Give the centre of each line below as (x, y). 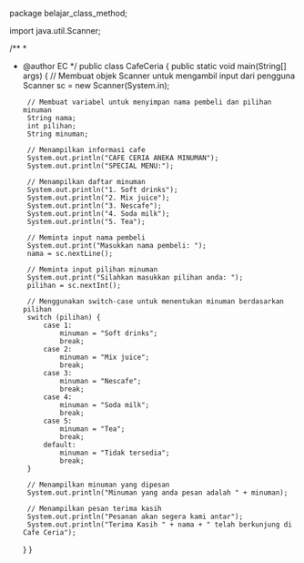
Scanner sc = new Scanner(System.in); (96, 85)
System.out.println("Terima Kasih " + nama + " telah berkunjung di (160, 525)
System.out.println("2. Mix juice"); (98, 198)
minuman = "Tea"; (92, 429)
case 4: (58, 397)
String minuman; (58, 134)
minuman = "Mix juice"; (105, 357)
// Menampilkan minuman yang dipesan (98, 485)
